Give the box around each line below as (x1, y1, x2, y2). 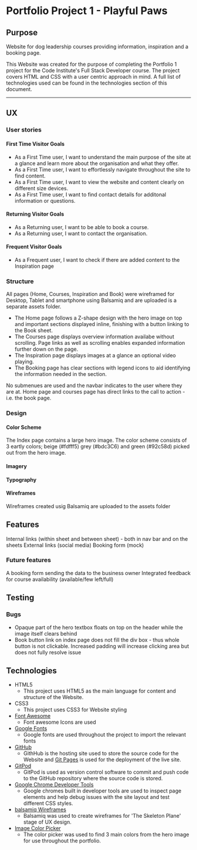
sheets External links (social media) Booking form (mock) (6, 542, 144, 549)
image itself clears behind (14, 630, 77, 637)
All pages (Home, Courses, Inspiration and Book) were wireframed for (6, 291, 175, 298)
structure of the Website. (23, 694, 84, 701)
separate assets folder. (6, 303, 62, 310)
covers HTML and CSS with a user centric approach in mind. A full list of (6, 73, 181, 80)
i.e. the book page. (6, 395, 52, 402)
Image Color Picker (14, 825, 62, 832)
